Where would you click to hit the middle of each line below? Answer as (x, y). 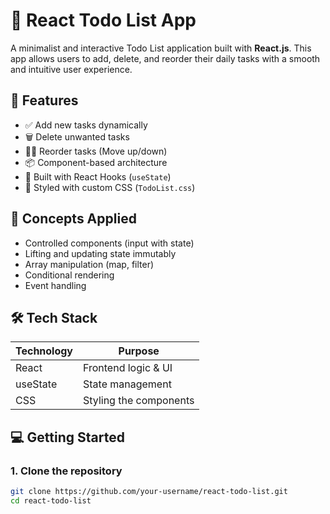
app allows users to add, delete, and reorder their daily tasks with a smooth (165, 58)
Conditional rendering (69, 275)
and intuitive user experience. (71, 69)
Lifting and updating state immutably (100, 253)
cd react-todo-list (51, 500)
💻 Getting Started (67, 437)
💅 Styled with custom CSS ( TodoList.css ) (110, 187)
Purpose (139, 351)
